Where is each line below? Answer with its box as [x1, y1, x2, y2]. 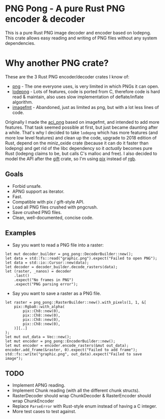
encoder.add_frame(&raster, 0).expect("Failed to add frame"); [5, 347, 138, 352]
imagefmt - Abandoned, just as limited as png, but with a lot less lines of [12, 104, 159, 110]
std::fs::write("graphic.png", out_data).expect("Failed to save [5, 351, 142, 356]
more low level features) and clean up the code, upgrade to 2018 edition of [5, 135, 157, 140]
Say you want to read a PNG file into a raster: [12, 242, 104, 248]
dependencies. [5, 40, 35, 46]
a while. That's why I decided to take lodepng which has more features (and [5, 129, 158, 136]
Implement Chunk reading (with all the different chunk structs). [12, 387, 140, 393]
